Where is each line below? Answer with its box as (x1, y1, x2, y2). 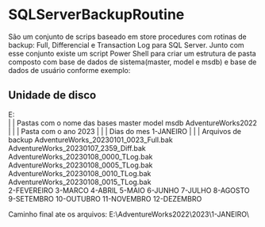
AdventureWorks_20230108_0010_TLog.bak (8, 168, 152, 178)
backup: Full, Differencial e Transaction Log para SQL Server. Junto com (8, 40, 244, 49)
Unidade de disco (8, 89, 97, 102)
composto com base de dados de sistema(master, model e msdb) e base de (8, 57, 257, 67)
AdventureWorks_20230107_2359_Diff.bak (8, 143, 147, 152)
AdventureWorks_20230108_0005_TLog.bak (8, 160, 153, 170)
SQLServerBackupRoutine (8, 6, 185, 24)
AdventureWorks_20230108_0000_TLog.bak (8, 152, 153, 161)
